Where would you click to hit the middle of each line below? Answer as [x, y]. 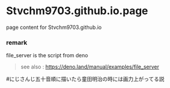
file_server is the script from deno [47, 56]
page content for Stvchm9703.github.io [54, 27]
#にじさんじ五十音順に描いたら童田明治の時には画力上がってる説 [85, 79]
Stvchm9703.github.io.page [77, 11]
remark [17, 43]
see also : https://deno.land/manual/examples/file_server [90, 67]
